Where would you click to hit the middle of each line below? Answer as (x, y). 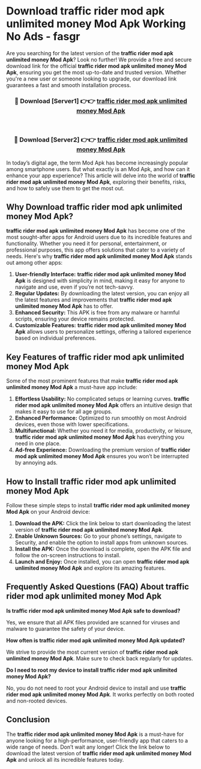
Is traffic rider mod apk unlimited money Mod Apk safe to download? (93, 611)
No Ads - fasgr (43, 37)
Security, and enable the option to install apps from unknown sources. (101, 542)
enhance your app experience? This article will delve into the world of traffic (101, 175)
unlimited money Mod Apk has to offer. (64, 306)
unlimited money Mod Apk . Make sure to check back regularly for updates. (100, 658)
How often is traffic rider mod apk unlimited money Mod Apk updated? (96, 640)
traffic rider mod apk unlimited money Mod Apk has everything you (100, 437)
